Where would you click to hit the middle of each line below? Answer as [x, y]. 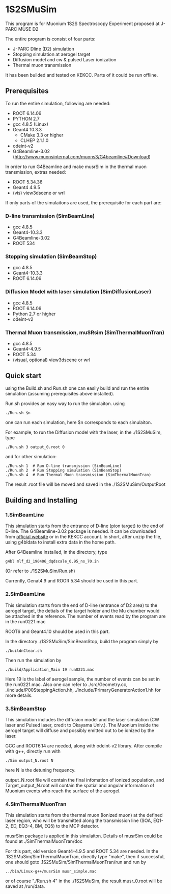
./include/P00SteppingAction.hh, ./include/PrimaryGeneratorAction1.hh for [83, 690]
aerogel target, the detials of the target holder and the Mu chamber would [82, 610]
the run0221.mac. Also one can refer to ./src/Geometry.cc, [66, 684]
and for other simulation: [31, 456]
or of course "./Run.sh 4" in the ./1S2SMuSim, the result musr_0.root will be [84, 881]
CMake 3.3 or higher [42, 135]
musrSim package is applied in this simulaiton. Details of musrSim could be [84, 836]
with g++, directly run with [33, 751]
